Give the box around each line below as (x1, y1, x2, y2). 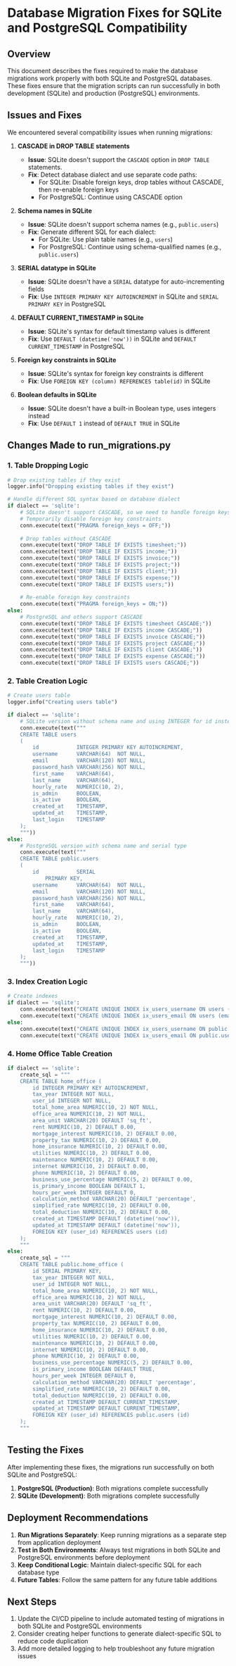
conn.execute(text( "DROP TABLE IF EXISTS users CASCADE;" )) (20, 660, 199, 667)
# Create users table (7, 692, 71, 699)
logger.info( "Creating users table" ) (7, 699, 118, 706)
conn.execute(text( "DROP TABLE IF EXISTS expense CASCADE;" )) (20, 653, 206, 660)
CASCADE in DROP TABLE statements (17, 142, 130, 150)
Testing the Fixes (7, 1444, 84, 1456)
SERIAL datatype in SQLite (17, 263, 96, 272)
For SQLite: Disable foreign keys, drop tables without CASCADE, (38, 177, 224, 186)
